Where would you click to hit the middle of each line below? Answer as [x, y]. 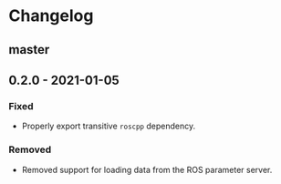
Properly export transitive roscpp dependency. [109, 126]
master [29, 50]
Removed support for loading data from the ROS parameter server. [147, 169]
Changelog [51, 16]
